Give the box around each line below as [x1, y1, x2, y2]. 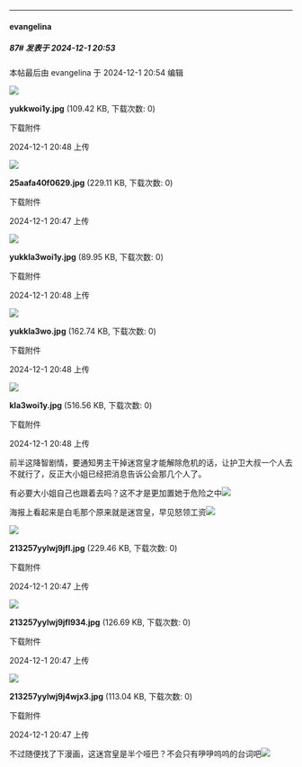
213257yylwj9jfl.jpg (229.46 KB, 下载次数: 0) [9, 542, 178, 553]
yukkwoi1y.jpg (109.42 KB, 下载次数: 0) [9, 103, 155, 113]
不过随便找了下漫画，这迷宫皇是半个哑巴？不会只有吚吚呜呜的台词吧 [9, 748, 262, 759]
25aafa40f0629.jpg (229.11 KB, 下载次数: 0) [9, 177, 173, 188]
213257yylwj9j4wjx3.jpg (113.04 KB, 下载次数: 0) [9, 691, 193, 701]
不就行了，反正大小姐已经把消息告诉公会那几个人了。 [9, 468, 207, 479]
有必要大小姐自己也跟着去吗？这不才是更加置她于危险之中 [9, 487, 222, 498]
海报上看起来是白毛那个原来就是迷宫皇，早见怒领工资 [9, 506, 207, 517]
